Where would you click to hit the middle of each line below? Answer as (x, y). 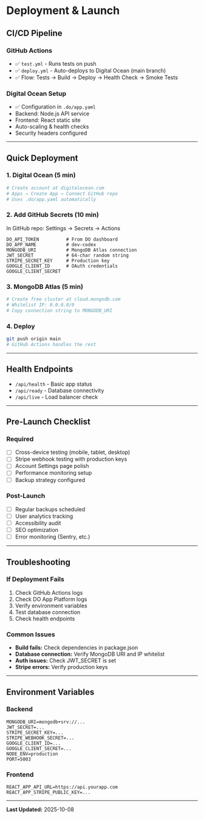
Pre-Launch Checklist (49, 421)
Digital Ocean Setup (36, 93)
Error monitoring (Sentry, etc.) (53, 537)
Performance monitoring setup (53, 473)
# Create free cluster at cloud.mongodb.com (63, 299)
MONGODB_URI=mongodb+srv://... (46, 722)
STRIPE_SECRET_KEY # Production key (58, 261)
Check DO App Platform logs (51, 599)
